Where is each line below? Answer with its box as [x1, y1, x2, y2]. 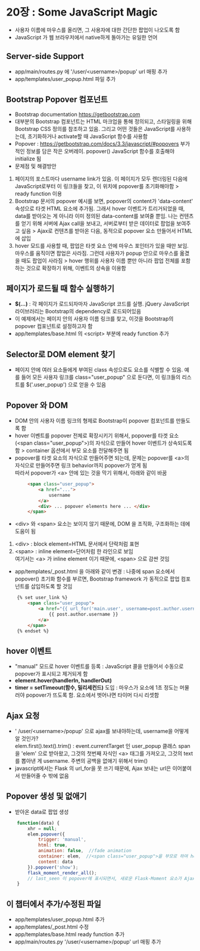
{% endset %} [17, 628, 49, 634]
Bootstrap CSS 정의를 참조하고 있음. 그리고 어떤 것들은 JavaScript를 [14, 125, 176, 132]
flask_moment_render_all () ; [27, 870, 97, 876]
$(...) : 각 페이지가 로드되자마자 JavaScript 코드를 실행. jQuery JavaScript [14, 300, 189, 307]
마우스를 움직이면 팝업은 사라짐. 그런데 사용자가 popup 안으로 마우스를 [14, 250, 179, 257]
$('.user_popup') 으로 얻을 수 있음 [26, 381, 107, 388]
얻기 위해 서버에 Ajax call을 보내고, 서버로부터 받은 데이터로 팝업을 [21, 220, 176, 227]
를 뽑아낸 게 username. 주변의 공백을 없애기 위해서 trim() [14, 757, 148, 764]
